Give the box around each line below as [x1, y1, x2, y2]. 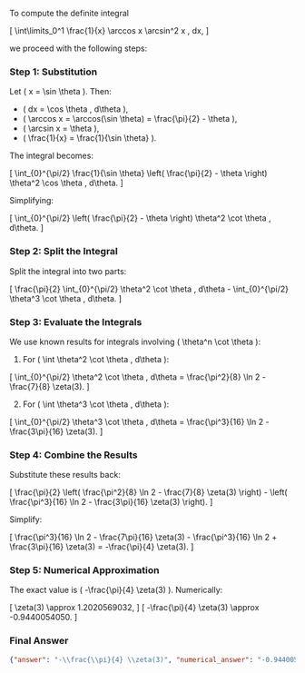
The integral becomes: [9, 150, 93, 162]
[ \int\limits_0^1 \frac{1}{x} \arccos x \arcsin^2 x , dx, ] [9, 25, 210, 35]
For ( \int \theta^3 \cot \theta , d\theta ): [22, 399, 170, 410]
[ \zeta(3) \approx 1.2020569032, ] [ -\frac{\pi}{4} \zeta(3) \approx [9, 602, 260, 613]
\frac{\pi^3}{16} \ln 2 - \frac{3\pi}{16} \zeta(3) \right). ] [9, 497, 213, 508]
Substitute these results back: [9, 470, 121, 480]
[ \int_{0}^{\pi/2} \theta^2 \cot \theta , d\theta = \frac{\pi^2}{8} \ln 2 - [9, 371, 266, 382]
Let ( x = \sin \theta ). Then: [9, 86, 112, 97]
